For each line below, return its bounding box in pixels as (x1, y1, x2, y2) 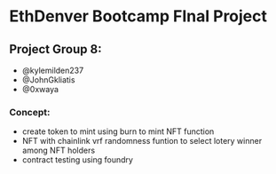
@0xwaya (21, 84, 59, 94)
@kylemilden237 (21, 65, 84, 75)
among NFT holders (21, 145, 96, 156)
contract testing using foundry (21, 154, 133, 165)
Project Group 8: (9, 42, 102, 57)
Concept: (9, 106, 51, 118)
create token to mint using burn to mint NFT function (21, 126, 215, 137)
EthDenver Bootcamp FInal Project (9, 6, 268, 27)
